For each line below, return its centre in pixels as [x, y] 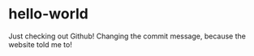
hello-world [49, 14]
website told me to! [41, 44]
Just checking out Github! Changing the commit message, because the [127, 36]
